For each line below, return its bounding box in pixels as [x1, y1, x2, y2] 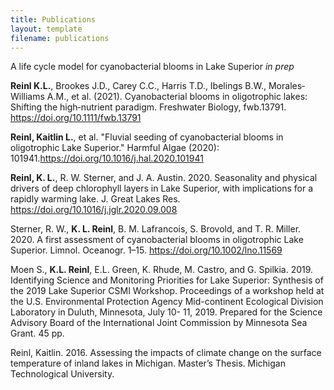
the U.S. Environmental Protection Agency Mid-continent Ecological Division [10, 296, 324, 308]
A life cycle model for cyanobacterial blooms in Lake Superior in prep [10, 61, 295, 73]
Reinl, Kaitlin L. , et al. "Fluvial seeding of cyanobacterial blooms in [10, 131, 284, 143]
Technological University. [10, 368, 115, 380]
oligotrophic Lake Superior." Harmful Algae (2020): [10, 142, 220, 154]
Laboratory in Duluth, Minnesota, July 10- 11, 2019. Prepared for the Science [10, 306, 323, 318]
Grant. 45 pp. [10, 327, 65, 340]
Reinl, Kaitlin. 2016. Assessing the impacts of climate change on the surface [10, 347, 322, 359]
